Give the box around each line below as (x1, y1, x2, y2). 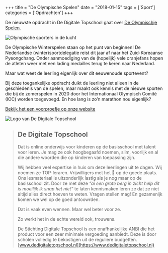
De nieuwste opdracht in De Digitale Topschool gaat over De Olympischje (5, 20, 157, 25)
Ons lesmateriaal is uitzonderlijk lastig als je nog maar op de (17, 175, 142, 181)
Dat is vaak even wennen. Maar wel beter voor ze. (17, 206, 122, 212)
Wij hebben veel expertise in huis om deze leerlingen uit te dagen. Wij (17, 164, 162, 170)
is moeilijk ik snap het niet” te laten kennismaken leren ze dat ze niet (17, 185, 159, 191)
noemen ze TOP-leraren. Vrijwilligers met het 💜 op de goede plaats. (17, 169, 157, 176)
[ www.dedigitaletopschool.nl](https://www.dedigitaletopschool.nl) (17, 242, 154, 248)
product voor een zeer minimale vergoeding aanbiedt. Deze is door (17, 231, 157, 237)
